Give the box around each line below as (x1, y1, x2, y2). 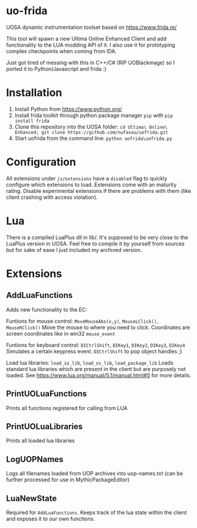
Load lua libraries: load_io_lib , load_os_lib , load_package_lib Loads (6, 359, 174, 366)
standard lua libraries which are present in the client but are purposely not (6, 365, 186, 372)
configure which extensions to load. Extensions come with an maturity (6, 181, 177, 188)
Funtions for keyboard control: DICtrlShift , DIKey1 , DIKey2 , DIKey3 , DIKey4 (6, 341, 185, 349)
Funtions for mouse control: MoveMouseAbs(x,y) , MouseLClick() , (6, 317, 158, 324)
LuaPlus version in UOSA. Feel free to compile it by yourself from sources (6, 240, 185, 247)
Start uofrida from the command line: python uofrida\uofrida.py (14, 135, 172, 142)
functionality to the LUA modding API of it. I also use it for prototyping (6, 41, 175, 48)
